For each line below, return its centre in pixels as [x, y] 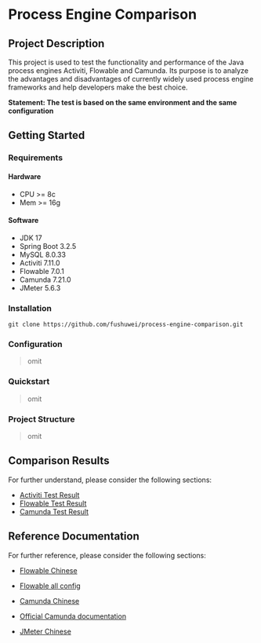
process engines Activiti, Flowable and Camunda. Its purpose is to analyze [129, 71]
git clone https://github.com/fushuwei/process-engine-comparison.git [126, 325]
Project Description [56, 44]
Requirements [36, 158]
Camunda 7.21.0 [45, 279]
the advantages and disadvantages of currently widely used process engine [131, 79]
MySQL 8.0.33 [43, 254]
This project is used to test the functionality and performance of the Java [126, 62]
